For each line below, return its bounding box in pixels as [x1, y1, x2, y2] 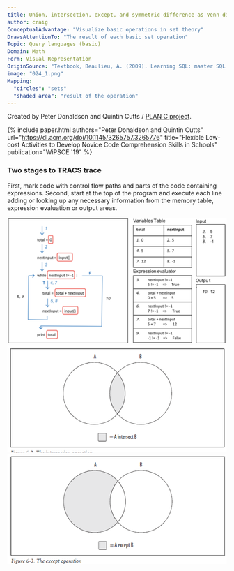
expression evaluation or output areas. [7, 203, 118, 212]
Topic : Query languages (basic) [7, 40, 101, 48]
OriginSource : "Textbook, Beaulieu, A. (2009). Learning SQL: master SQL [7, 63, 226, 70]
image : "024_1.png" [7, 70, 64, 77]
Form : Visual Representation [7, 56, 92, 63]
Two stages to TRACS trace [7, 165, 102, 175]
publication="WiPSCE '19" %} [7, 148, 93, 156]
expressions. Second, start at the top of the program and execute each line [7, 188, 223, 197]
